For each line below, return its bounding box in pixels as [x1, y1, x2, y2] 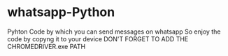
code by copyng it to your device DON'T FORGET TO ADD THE [7, 34, 189, 43]
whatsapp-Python [7, 4, 115, 20]
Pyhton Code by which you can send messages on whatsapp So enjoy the [7, 27, 221, 36]
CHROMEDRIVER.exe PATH [7, 42, 86, 50]
